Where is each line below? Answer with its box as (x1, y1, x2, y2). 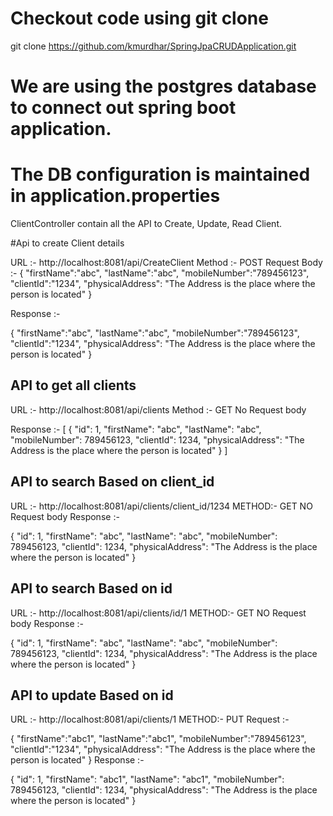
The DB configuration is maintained (10, 163, 311, 186)
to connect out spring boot (10, 97, 237, 119)
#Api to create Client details (10, 237, 125, 249)
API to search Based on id (10, 580, 173, 597)
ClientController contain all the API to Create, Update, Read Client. (10, 218, 282, 230)
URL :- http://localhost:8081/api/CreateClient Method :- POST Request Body (10, 257, 323, 269)
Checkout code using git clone (10, 7, 269, 30)
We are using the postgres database (10, 75, 317, 98)
